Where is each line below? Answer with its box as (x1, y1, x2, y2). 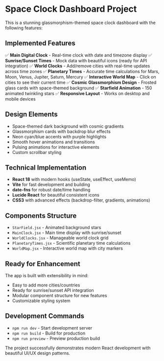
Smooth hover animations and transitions (12, 139, 95, 145)
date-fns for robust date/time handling (12, 187, 91, 193)
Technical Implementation (5, 163, 87, 172)
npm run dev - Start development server (12, 325, 93, 331)
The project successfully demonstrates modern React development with (5, 345, 151, 351)
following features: (5, 25, 43, 30)
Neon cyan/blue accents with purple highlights (12, 133, 107, 139)
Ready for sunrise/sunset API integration (12, 287, 94, 293)
